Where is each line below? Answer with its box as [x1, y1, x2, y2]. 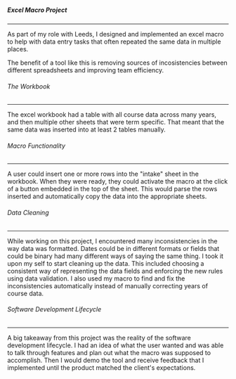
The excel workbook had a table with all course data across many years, [7, 110, 216, 119]
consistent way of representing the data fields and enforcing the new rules [7, 266, 223, 275]
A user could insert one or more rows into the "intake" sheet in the [7, 169, 199, 179]
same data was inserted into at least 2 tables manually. [7, 125, 166, 134]
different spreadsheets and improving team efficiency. [7, 65, 164, 74]
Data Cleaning [7, 208, 49, 217]
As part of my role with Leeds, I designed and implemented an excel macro [7, 30, 224, 38]
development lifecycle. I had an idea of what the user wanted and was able [7, 341, 224, 349]
